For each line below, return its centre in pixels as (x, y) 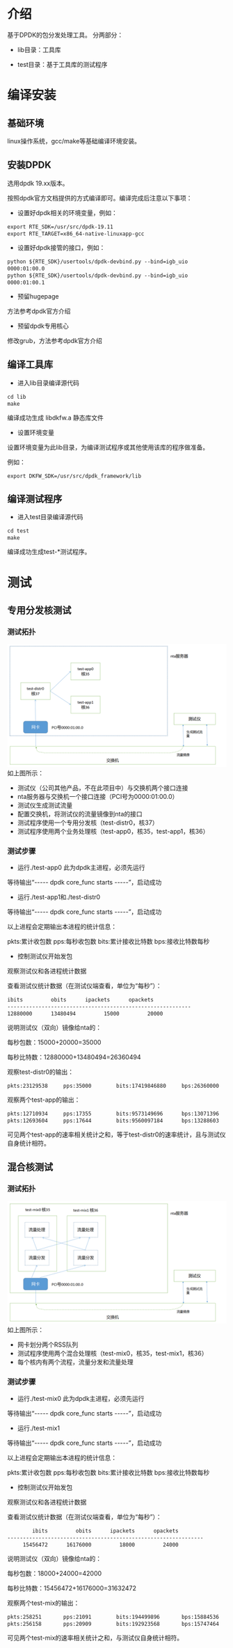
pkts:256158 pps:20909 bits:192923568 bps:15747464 (113, 1624)
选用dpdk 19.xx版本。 (38, 183)
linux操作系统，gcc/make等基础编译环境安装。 (74, 141)
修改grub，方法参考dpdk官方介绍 (55, 340)
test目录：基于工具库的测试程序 (62, 64)
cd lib (17, 397)
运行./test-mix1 (39, 1428)
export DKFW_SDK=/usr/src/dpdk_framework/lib (74, 476)
